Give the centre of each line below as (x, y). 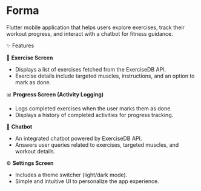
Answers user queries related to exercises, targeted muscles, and (97, 145)
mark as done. (33, 82)
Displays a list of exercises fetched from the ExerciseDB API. (91, 69)
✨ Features (20, 45)
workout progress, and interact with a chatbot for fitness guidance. (90, 33)
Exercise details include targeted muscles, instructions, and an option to (105, 76)
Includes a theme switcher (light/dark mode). (71, 175)
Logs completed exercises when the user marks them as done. (94, 108)
